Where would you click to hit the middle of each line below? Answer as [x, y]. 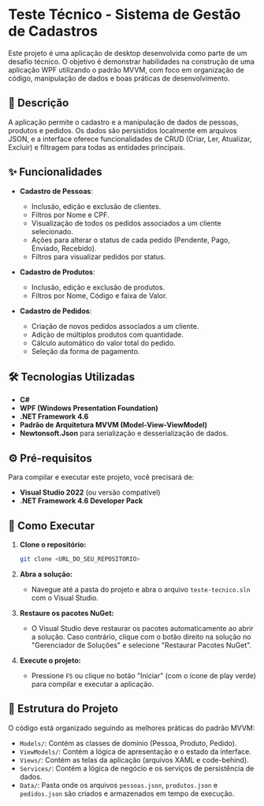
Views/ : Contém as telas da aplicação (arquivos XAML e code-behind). [134, 759]
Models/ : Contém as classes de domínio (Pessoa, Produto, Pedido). [128, 743]
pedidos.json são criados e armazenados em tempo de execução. [127, 793]
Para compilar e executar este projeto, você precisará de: [101, 477]
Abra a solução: [46, 574]
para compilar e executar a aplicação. [93, 684]
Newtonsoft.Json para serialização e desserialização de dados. [124, 433]
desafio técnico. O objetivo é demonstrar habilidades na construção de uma [131, 62]
